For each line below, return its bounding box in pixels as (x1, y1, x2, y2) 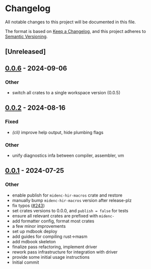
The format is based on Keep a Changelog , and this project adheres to (5, 28, 146, 34)
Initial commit (12, 259, 39, 265)
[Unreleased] (5, 48, 46, 56)
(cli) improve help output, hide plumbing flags (12, 129, 104, 135)
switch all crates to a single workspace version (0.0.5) (12, 90, 121, 96)
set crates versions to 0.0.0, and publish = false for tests (12, 207, 129, 214)
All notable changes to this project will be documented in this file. (5, 19, 136, 25)
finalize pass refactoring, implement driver (12, 244, 97, 250)
